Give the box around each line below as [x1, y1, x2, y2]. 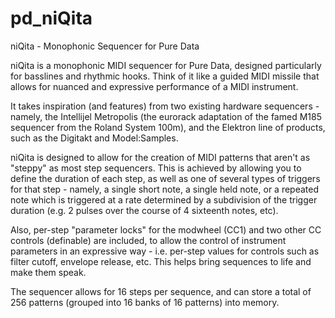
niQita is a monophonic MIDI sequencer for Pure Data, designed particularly [10, 59, 322, 71]
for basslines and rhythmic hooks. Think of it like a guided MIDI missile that [10, 70, 320, 82]
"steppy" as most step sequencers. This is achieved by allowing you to [10, 162, 302, 174]
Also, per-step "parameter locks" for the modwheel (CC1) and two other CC [10, 223, 322, 236]
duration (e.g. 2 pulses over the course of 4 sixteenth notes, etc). [10, 204, 279, 216]
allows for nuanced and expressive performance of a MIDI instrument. [10, 80, 299, 92]
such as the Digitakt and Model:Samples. [10, 132, 179, 144]
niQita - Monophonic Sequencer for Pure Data [10, 40, 200, 52]
